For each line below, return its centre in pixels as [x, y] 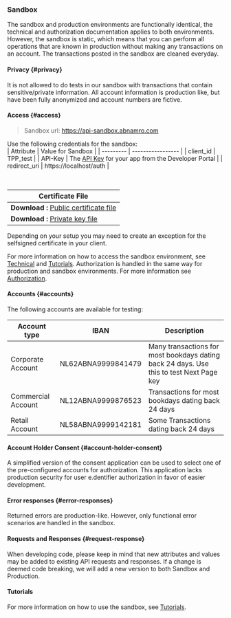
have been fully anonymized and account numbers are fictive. [95, 99]
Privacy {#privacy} [35, 69]
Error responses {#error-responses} [60, 500]
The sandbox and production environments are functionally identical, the [110, 25]
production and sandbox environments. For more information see [99, 271]
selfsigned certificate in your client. [57, 243]
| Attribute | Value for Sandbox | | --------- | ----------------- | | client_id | [111, 151]
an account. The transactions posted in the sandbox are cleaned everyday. [113, 54]
